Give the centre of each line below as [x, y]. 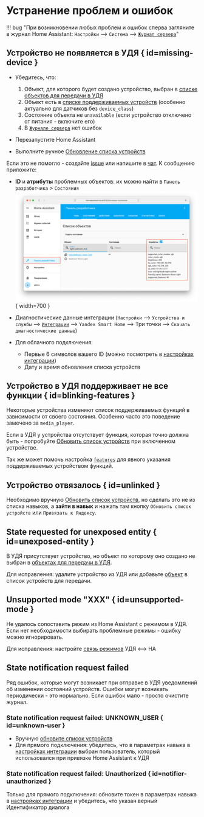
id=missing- [170, 53]
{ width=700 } [32, 305]
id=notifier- [169, 773]
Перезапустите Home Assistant [55, 139]
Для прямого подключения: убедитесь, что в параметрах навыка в [103, 745]
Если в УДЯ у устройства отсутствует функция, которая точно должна [98, 435]
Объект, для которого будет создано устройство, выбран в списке [111, 89]
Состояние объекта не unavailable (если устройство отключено [108, 115]
